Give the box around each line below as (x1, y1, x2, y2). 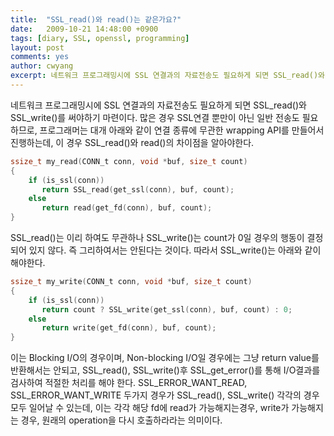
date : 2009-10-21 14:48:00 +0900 (10, 24, 159, 34)
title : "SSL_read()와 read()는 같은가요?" (10, 14, 182, 25)
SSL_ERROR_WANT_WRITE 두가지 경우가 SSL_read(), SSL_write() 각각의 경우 (10, 389, 320, 401)
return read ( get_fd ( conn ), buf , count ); (41, 203, 213, 213)
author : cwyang (10, 61, 74, 71)
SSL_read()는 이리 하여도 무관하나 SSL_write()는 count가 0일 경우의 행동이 (10, 232, 305, 243)
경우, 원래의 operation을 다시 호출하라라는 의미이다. (20, 414, 223, 426)
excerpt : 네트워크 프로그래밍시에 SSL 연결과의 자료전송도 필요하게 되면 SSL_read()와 (10, 71, 325, 81)
